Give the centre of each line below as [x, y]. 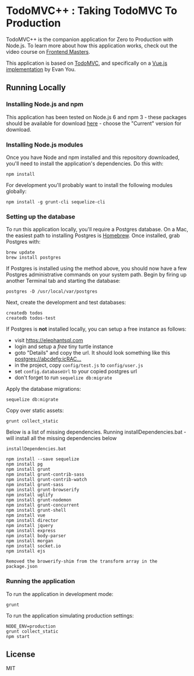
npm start [18, 636]
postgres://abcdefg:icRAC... [48, 359]
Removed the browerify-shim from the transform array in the [82, 561]
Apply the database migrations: [44, 389]
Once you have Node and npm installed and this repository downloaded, [93, 157]
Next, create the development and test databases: [66, 303]
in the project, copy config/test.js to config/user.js [79, 365]
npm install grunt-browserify [43, 490]
